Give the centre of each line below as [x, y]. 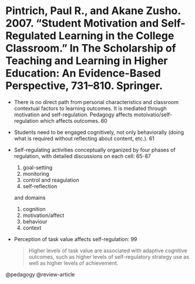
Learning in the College [116, 36]
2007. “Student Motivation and [82, 23]
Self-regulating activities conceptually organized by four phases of [95, 150]
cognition [34, 209]
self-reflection [40, 186]
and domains [30, 198]
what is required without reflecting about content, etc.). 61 [84, 138]
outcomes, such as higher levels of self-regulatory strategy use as [109, 256]
